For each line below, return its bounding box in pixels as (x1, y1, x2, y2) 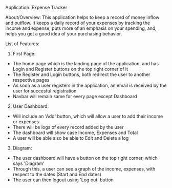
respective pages (12, 77, 50, 83)
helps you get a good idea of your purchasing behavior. (5, 31, 122, 36)
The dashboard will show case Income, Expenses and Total (12, 129, 138, 136)
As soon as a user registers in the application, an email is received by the (12, 82, 167, 88)
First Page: (12, 51, 36, 57)
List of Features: (5, 41, 40, 47)
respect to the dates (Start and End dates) (12, 172, 101, 177)
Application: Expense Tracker (5, 5, 68, 10)
